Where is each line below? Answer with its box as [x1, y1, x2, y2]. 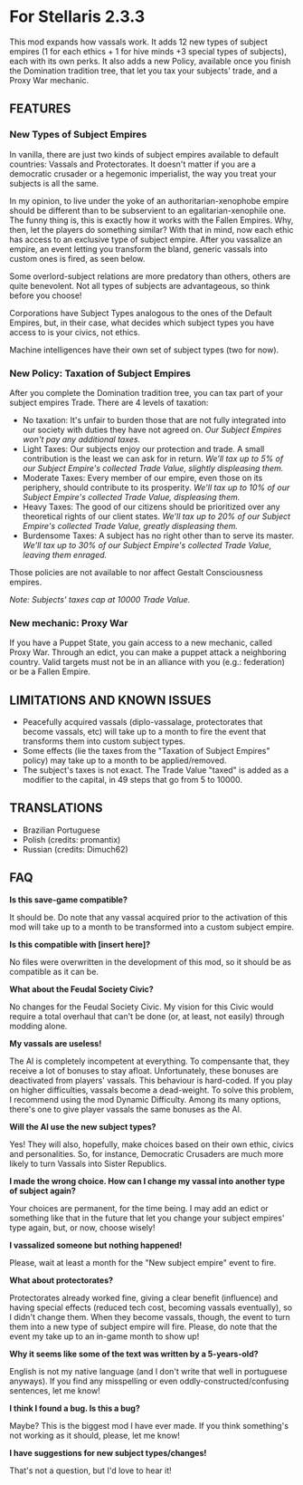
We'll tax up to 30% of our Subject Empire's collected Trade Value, [22, 539, 272, 550]
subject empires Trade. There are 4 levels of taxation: [9, 397, 209, 408]
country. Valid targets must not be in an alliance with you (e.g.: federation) [9, 657, 285, 668]
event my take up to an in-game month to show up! [9, 1330, 200, 1342]
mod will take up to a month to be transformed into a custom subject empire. [9, 921, 295, 932]
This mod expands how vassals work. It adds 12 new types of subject [9, 36, 269, 47]
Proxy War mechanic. [9, 74, 89, 85]
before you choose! [9, 290, 82, 301]
